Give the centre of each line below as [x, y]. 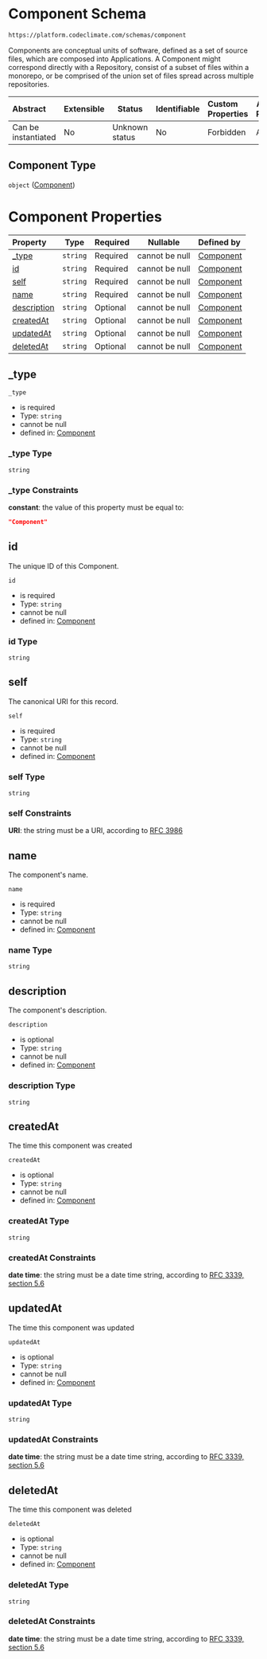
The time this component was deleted [70, 1509]
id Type [23, 641]
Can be [26, 127]
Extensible [84, 108]
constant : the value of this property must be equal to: [96, 507]
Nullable [164, 242]
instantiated [34, 137]
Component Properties [85, 217]
